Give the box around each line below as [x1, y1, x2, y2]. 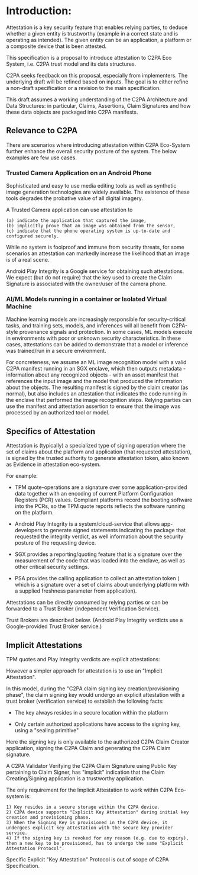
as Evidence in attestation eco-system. [6, 461, 101, 468]
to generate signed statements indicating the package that [43, 527, 186, 534]
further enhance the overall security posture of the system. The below [6, 147, 177, 155]
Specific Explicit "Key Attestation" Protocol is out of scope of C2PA [6, 855, 170, 863]
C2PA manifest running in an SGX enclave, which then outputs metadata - [6, 365, 186, 372]
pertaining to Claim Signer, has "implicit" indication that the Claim [6, 768, 165, 776]
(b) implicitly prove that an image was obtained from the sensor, [6, 223, 176, 229]
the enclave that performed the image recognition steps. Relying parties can [6, 397, 191, 404]
